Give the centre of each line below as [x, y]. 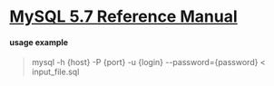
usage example [39, 42]
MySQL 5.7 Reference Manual [123, 17]
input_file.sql [55, 72]
